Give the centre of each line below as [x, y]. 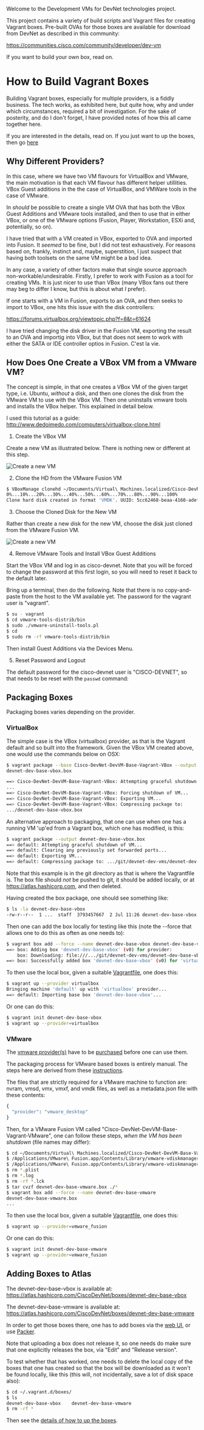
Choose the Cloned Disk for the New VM [66, 512]
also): [13, 1381]
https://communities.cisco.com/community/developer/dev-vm [84, 45]
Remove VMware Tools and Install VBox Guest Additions [85, 554]
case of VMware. [28, 195]
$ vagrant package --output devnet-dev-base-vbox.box [76, 839]
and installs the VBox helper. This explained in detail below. [80, 406]
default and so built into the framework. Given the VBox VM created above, [100, 747]
